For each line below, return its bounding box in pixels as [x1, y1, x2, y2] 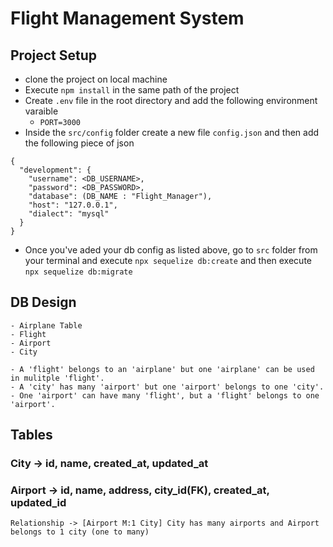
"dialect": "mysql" [28, 209, 110, 219]
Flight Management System [10, 7, 245, 30]
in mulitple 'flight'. [10, 373, 105, 383]
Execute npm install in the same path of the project [24, 84, 240, 96]
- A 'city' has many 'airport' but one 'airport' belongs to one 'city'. [10, 382, 325, 392]
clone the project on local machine [24, 73, 168, 85]
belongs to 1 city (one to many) [10, 527, 150, 537]
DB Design [10, 294, 77, 311]
